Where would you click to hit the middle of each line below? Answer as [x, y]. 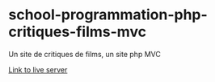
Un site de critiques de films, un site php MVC [85, 54]
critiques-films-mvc [78, 32]
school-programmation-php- [108, 15]
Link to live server [38, 69]
